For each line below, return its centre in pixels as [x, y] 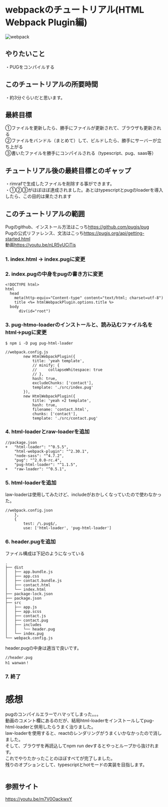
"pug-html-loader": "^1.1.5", [46, 465]
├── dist [14, 567]
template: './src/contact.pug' [65, 418]
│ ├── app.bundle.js [29, 572]
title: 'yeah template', [58, 361]
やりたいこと [25, 54]
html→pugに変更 [26, 332]
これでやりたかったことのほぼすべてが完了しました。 [60, 759]
